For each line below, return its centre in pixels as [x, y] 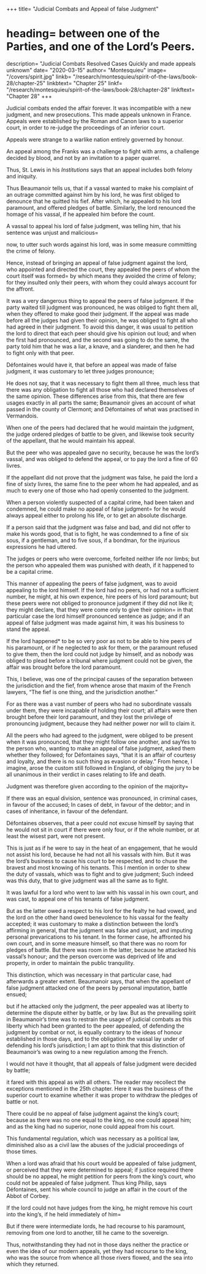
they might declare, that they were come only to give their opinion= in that [100, 609]
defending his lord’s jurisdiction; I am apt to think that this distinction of [96, 1045]
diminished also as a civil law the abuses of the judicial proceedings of [95, 1145]
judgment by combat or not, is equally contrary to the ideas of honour [94, 1032]
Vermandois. [22, 416]
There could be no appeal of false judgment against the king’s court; [93, 1113]
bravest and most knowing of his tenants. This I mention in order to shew [98, 868]
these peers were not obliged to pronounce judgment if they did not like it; [100, 603]
